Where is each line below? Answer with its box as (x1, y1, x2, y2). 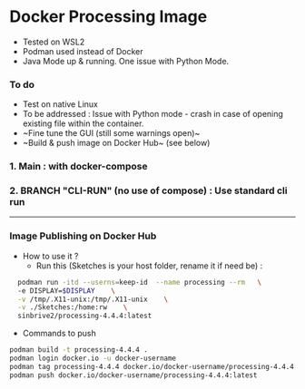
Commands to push (22, 328, 97, 339)
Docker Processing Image (9, 6, 208, 27)
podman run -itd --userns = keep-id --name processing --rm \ (17, 277, 261, 287)
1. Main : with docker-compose (9, 160, 148, 173)
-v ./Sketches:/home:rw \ (17, 303, 128, 312)
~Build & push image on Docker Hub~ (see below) (22, 138, 211, 149)
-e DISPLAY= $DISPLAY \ (17, 286, 116, 296)
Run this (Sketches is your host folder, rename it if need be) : (35, 260, 263, 271)
